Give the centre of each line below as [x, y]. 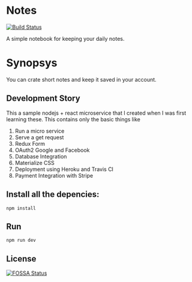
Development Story [43, 99]
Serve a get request [39, 137]
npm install [21, 208]
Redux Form [30, 143]
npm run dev [21, 241]
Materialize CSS [35, 163]
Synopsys [32, 63]
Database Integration [41, 156]
